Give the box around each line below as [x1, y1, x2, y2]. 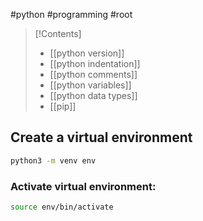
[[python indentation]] [49, 58, 141, 69]
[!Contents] [34, 28, 82, 39]
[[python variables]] [49, 79, 132, 91]
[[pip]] [49, 100, 77, 112]
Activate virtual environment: [10, 179, 157, 193]
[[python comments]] [49, 69, 138, 80]
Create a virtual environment [10, 129, 193, 146]
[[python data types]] [49, 90, 138, 101]
